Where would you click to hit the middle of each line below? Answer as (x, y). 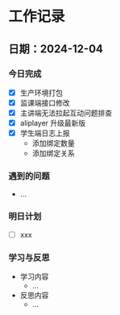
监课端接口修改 (45, 102)
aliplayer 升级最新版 (53, 123)
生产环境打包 (41, 93)
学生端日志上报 (45, 133)
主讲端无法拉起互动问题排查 (66, 113)
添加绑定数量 (53, 143)
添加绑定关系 (53, 153)
